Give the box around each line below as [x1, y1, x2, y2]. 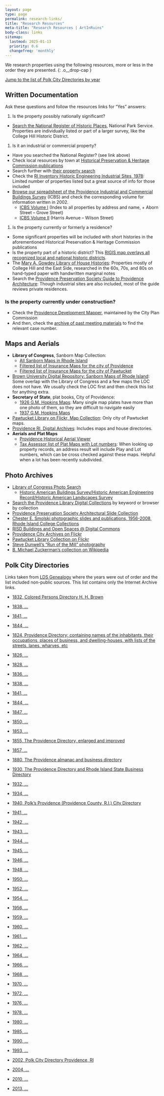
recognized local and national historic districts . [12, 255, 107, 261]
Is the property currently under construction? [5, 298, 116, 305]
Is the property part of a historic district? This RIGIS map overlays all [12, 250, 150, 255]
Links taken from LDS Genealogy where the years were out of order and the [5, 574, 158, 580]
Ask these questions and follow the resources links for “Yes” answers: [5, 104, 146, 110]
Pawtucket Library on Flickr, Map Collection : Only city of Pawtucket [12, 415, 148, 421]
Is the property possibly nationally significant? [12, 113, 105, 119]
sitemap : [5, 35, 23, 40]
